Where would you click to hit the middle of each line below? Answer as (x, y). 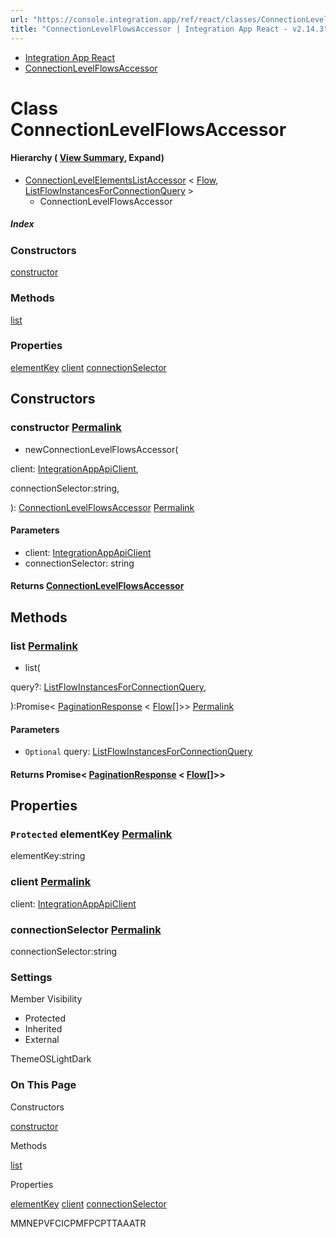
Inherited (43, 1029)
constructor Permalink (66, 428)
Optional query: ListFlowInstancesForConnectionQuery (138, 752)
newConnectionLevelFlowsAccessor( (101, 449)
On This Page (43, 1085)
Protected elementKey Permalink (91, 834)
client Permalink (51, 882)
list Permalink (44, 646)
